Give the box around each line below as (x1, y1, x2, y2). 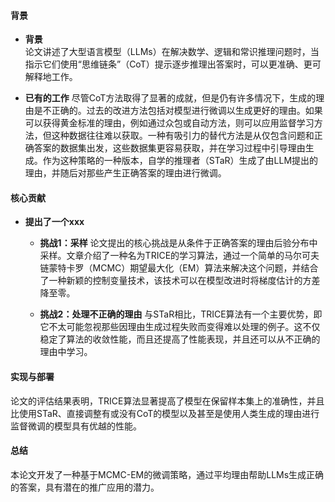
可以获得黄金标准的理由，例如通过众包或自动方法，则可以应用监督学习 (24, 117, 315, 129)
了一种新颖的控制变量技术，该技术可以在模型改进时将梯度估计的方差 (39, 275, 321, 287)
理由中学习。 (39, 346, 93, 358)
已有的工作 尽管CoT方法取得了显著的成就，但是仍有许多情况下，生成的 (24, 92, 317, 104)
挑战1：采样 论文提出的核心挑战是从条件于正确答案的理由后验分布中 (39, 237, 318, 249)
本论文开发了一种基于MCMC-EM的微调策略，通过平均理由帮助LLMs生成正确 (10, 468, 325, 480)
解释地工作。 (24, 71, 78, 83)
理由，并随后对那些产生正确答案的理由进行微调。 (24, 167, 227, 179)
